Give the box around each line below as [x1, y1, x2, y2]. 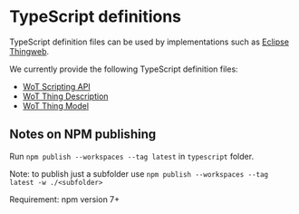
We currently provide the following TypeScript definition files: [9, 63, 238, 74]
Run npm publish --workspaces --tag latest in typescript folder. [9, 151, 255, 161]
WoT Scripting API [22, 81, 91, 92]
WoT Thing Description [22, 91, 109, 102]
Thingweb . [9, 45, 50, 56]
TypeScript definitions [9, 6, 182, 27]
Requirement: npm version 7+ [9, 193, 121, 205]
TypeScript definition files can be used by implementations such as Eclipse [9, 36, 290, 47]
